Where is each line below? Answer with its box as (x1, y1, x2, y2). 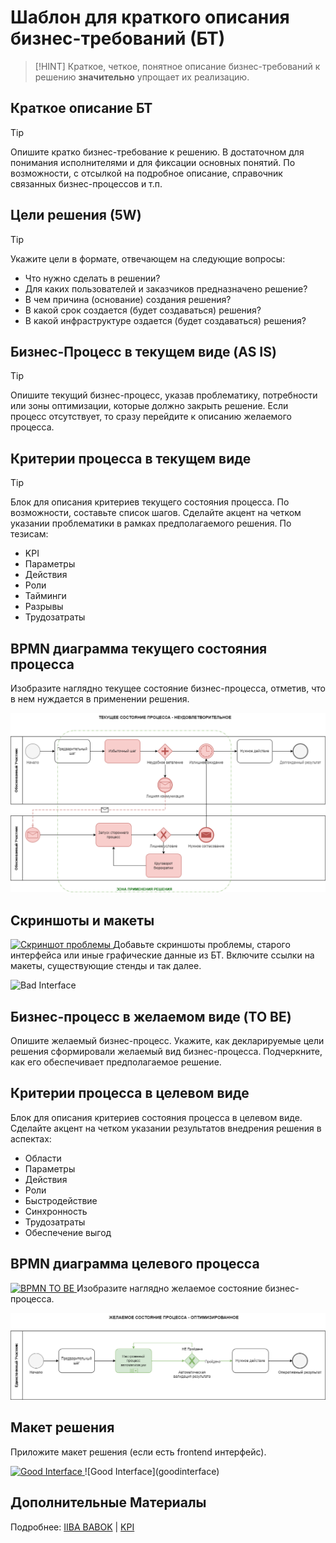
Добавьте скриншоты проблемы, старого (113, 939, 291, 951)
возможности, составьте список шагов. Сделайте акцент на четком (10, 507, 302, 519)
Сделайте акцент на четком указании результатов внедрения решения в (10, 1122, 322, 1134)
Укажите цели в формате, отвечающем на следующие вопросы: (10, 252, 286, 265)
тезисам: (10, 528, 49, 540)
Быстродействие (24, 1194, 98, 1206)
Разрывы (24, 601, 64, 613)
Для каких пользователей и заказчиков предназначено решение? (24, 282, 308, 295)
